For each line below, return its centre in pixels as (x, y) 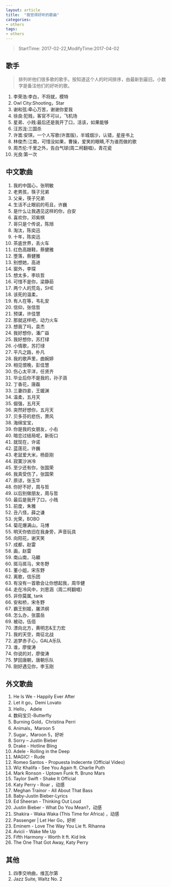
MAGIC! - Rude (29, 757)
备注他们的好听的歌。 (50, 86)
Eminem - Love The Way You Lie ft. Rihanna (59, 826)
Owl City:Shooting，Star (39, 103)
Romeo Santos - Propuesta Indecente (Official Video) (69, 762)
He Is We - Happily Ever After (44, 697)
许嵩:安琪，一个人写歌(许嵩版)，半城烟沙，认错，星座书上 (74, 135)
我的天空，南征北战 (33, 634)
